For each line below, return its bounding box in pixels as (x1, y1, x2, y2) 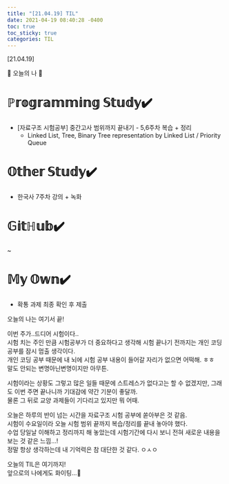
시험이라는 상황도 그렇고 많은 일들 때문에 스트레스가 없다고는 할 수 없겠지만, (7, 378, 210, 387)
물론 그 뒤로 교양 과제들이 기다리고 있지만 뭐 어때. (7, 395, 140, 404)
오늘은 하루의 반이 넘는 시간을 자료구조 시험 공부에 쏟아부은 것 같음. (7, 411, 188, 419)
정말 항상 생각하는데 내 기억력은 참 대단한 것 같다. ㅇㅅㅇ (7, 445, 158, 454)
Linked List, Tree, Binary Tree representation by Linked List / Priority (27, 131, 221, 140)
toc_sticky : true (7, 29, 57, 37)
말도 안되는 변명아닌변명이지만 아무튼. (7, 364, 109, 372)
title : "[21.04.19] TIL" (7, 10, 79, 17)
